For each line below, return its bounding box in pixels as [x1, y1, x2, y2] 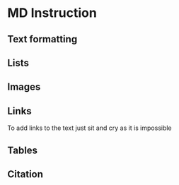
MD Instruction [7, 5, 97, 21]
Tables [7, 144, 37, 156]
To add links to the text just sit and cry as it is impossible [7, 124, 172, 132]
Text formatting [7, 33, 78, 45]
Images [7, 81, 41, 93]
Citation [7, 168, 44, 180]
